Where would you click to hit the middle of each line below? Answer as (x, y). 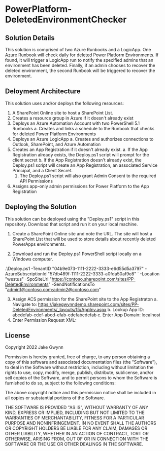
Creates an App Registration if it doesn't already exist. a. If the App (80, 150)
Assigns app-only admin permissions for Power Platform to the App (81, 186)
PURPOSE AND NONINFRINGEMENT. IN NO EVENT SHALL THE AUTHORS (81, 423)
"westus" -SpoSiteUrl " (29, 279)
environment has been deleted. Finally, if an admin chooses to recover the (80, 65)
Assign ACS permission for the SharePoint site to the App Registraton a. (85, 299)
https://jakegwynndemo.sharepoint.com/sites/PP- (89, 304)
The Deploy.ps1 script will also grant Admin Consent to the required (88, 176)
